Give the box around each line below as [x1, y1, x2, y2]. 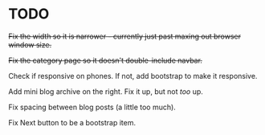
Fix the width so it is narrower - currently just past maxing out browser [8, 31, 242, 41]
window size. [8, 39, 52, 49]
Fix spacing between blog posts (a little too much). [8, 102, 177, 112]
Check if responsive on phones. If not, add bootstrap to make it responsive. [8, 71, 258, 80]
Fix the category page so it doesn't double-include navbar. [8, 55, 203, 65]
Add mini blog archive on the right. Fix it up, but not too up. [8, 86, 203, 96]
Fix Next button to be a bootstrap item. [8, 117, 137, 127]
